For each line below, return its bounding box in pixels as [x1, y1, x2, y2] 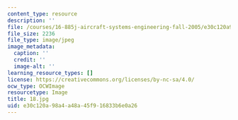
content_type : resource [7, 10, 78, 18]
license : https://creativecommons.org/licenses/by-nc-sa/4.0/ [7, 76, 195, 83]
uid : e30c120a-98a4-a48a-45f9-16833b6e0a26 [7, 102, 138, 109]
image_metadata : [7, 43, 55, 50]
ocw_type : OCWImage [7, 83, 65, 90]
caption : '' [13, 50, 50, 57]
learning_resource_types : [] [7, 69, 93, 76]
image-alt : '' [13, 63, 55, 70]
